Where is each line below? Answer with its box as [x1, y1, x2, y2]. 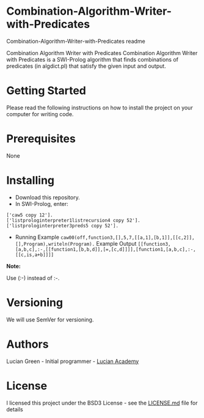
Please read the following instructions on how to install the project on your [6, 104, 194, 111]
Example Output [96, 240, 137, 247]
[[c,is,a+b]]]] [15, 252, 54, 258]
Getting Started [6, 84, 87, 98]
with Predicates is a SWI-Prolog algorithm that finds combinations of [6, 56, 179, 63]
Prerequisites [6, 132, 76, 146]
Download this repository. [15, 194, 81, 201]
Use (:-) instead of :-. [6, 274, 60, 282]
